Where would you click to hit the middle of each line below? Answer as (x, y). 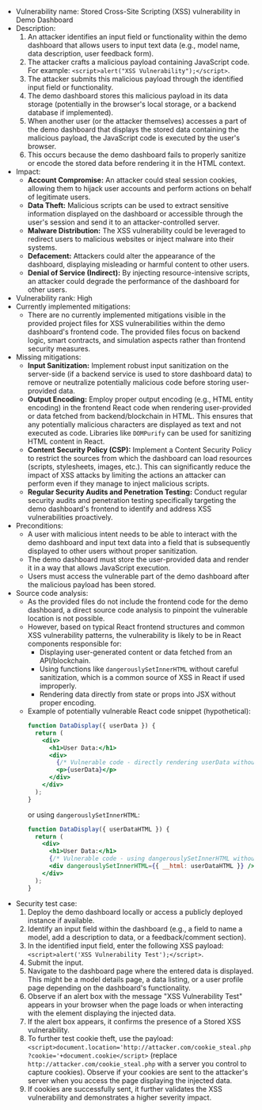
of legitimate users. (59, 197)
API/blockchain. (65, 661)
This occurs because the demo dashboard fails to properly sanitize (137, 155)
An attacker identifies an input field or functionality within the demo (137, 36)
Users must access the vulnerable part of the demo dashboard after (138, 576)
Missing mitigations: (48, 357)
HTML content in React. (66, 441)
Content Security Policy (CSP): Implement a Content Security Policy (139, 450)
